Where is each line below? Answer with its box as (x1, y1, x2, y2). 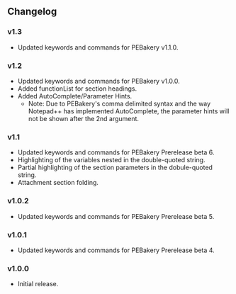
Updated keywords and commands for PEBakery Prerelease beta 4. (17, 246, 215, 254)
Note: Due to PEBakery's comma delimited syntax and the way (28, 99, 211, 108)
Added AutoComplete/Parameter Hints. (17, 91, 133, 100)
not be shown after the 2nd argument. (28, 114, 140, 123)
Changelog (7, 6, 57, 18)
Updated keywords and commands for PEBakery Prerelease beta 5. (17, 212, 215, 220)
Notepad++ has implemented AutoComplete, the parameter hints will (28, 106, 230, 115)
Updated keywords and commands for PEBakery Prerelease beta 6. (17, 148, 215, 157)
